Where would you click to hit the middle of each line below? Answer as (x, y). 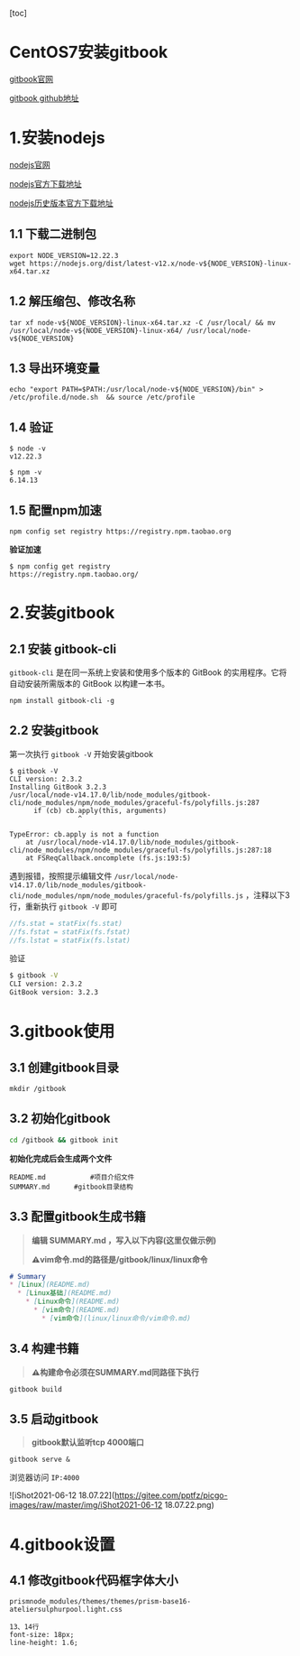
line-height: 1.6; (44, 1643)
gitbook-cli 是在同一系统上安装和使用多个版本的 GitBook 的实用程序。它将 (148, 672)
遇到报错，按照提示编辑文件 (61, 875)
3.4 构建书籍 (44, 1349)
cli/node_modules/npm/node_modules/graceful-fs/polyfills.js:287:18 (141, 850)
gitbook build (36, 1389)
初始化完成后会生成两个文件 (61, 1158)
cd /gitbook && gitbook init (64, 1140)
